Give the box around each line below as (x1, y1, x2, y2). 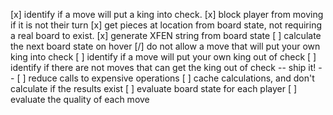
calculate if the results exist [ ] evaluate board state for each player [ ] (10, 83, 298, 94)
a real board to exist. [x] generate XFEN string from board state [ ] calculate (10, 30, 322, 41)
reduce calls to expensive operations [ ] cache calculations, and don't (28, 72, 315, 84)
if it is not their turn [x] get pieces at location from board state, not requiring (10, 19, 322, 31)
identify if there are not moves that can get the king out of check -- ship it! (10, 62, 317, 73)
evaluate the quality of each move (10, 94, 150, 105)
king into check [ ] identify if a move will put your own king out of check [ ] (10, 51, 317, 63)
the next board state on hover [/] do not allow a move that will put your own (10, 40, 321, 52)
